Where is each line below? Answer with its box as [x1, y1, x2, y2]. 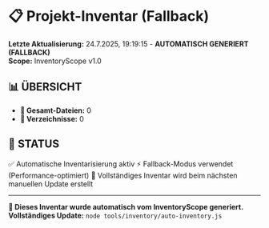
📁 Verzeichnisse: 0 [19, 114, 84, 123]
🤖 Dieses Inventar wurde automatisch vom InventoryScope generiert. [8, 202, 244, 211]
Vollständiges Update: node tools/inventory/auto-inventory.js [8, 210, 223, 220]
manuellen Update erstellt [8, 178, 94, 189]
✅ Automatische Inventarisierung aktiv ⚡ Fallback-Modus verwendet [8, 158, 234, 169]
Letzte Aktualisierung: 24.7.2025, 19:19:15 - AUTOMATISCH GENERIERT [8, 38, 249, 49]
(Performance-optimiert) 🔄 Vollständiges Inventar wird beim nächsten [8, 170, 238, 180]
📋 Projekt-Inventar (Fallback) [8, 7, 210, 26]
